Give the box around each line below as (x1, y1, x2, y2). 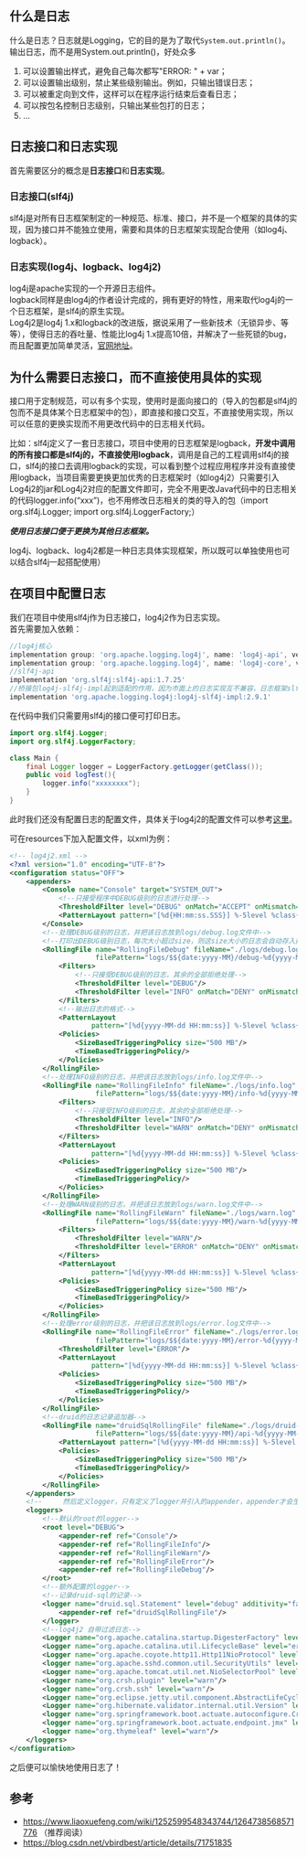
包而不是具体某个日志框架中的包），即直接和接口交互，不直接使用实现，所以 (9, 407, 294, 418)
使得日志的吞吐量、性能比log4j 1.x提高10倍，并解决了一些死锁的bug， (28, 328, 292, 340)
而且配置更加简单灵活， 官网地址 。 (9, 340, 138, 351)
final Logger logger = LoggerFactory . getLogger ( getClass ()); (26, 762, 263, 771)
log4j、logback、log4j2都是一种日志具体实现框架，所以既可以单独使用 (9, 545, 274, 556)
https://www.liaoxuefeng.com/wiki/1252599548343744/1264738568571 (22, 1816, 294, 1827)
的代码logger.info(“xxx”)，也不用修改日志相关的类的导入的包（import (9, 495, 269, 506)
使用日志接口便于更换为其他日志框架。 (9, 526, 153, 537)
